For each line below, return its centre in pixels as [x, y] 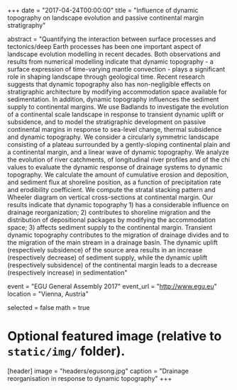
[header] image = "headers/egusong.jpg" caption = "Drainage [98, 371]
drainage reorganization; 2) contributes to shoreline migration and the [109, 212]
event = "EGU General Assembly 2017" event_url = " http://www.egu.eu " [112, 286]
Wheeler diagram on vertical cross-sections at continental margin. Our [110, 197]
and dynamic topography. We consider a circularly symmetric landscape [113, 137]
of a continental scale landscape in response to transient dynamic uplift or [116, 114]
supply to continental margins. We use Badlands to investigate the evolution [118, 107]
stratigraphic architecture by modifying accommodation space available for [117, 92]
